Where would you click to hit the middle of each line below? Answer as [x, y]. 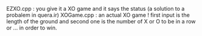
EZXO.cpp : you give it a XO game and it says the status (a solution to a [96, 9]
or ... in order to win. [32, 28]
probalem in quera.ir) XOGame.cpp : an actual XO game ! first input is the [98, 15]
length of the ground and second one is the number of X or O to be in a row [101, 21]
